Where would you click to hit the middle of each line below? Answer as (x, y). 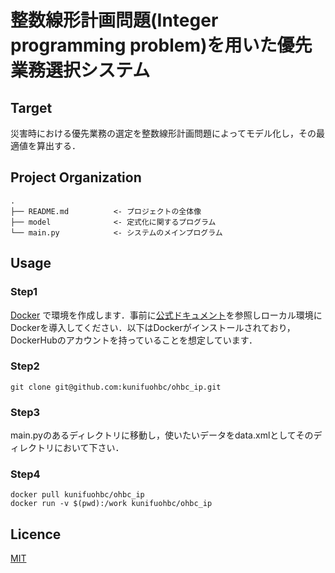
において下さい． (89, 448)
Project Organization (76, 177)
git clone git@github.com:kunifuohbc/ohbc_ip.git (116, 387)
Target (31, 107)
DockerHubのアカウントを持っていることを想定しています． (134, 340)
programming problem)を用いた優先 (161, 45)
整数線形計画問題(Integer (114, 20)
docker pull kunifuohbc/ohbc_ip (77, 495)
